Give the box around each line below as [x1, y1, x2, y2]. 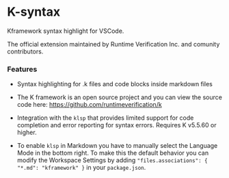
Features [7, 64, 38, 74]
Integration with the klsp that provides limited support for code [16, 114, 194, 122]
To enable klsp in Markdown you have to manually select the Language [16, 142, 218, 150]
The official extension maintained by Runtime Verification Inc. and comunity [7, 40, 220, 48]
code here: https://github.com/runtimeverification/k [16, 101, 162, 109]
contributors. [7, 47, 44, 55]
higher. [16, 128, 37, 137]
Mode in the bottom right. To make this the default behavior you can [16, 149, 209, 157]
